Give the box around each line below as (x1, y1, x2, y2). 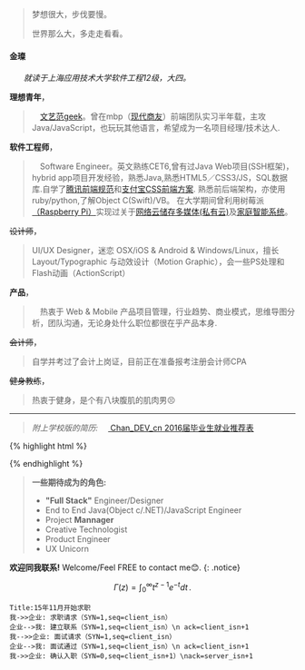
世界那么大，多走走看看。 (31, 28, 128, 39)
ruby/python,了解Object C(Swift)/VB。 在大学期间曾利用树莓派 (31, 195, 265, 206)
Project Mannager (44, 515, 114, 526)
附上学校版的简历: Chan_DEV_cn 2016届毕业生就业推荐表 (31, 422, 254, 434)
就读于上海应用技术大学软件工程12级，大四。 (23, 73, 192, 84)
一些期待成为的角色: (31, 477, 107, 488)
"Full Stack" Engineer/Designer (44, 495, 164, 507)
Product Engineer (44, 534, 111, 545)
